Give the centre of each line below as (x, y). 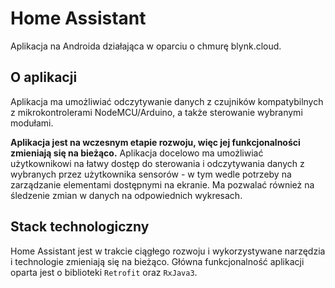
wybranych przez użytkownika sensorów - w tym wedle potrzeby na (151, 174)
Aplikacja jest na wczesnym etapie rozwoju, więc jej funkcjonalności (155, 142)
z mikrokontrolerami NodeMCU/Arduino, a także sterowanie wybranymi (156, 112)
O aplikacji (44, 77)
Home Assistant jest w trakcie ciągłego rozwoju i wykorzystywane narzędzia (168, 251)
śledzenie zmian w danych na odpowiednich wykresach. (126, 195)
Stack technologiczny (80, 227)
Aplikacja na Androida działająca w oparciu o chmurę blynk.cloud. (146, 46)
